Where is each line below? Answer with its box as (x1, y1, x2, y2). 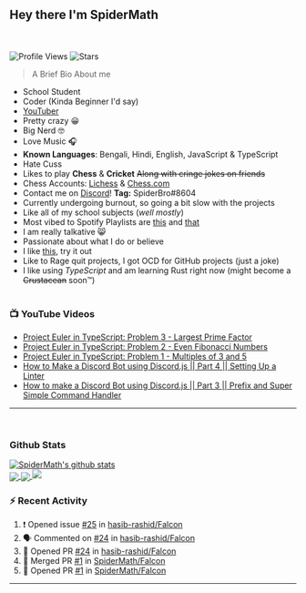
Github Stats (9, 439, 66, 452)
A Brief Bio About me (31, 68, 111, 79)
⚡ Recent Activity (9, 494, 88, 506)
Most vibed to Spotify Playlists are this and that (22, 216, 200, 227)
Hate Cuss (22, 158, 62, 169)
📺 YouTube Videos (9, 307, 96, 320)
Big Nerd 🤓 (22, 125, 66, 136)
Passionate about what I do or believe (22, 236, 164, 247)
